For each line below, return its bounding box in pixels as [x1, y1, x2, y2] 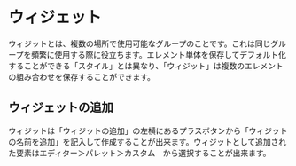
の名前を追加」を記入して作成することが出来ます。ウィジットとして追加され [8, 136, 287, 146]
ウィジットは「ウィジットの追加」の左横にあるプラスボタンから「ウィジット [8, 125, 288, 136]
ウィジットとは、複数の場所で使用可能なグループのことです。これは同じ [8, 38, 271, 49]
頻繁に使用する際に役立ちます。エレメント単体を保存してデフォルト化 [31, 49, 287, 59]
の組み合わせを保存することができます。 [8, 71, 156, 82]
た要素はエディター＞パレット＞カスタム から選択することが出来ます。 [8, 147, 271, 158]
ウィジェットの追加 [8, 100, 113, 115]
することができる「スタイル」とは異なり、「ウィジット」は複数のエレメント [8, 60, 284, 71]
